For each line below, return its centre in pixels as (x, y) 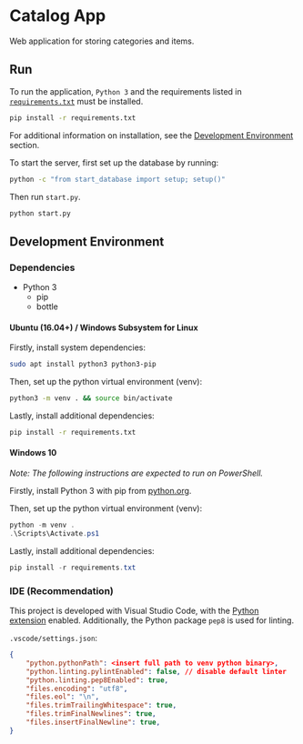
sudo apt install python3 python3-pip (83, 365)
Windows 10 (33, 453)
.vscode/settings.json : (54, 638)
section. (25, 145)
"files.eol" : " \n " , (63, 697)
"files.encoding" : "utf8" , (77, 689)
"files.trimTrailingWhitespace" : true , (101, 706)
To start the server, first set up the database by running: (114, 162)
